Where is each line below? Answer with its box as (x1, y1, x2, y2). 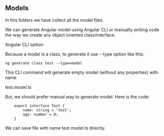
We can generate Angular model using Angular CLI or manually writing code (5, 27, 160, 33)
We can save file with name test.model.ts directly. (5, 125, 106, 131)
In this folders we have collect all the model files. (5, 17, 104, 23)
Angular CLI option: (5, 42, 44, 47)
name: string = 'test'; (23, 107, 71, 113)
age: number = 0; (23, 112, 58, 117)
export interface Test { (14, 103, 65, 108)
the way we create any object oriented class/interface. (5, 32, 116, 38)
